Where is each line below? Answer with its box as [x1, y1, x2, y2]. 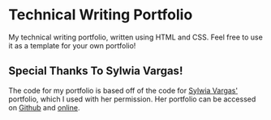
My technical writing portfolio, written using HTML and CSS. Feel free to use [8, 32, 264, 42]
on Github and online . [8, 102, 80, 112]
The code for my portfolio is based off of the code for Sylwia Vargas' [8, 85, 238, 95]
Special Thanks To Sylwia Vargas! [8, 64, 183, 78]
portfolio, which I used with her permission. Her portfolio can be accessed [8, 94, 256, 104]
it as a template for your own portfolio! [8, 40, 136, 50]
